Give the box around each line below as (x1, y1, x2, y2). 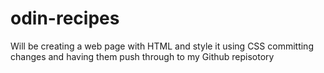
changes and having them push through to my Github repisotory (10, 50, 275, 62)
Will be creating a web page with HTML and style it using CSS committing (10, 40, 314, 52)
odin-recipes (10, 7, 120, 30)
